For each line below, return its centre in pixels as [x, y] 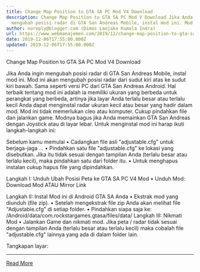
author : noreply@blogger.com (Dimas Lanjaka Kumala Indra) [81, 28]
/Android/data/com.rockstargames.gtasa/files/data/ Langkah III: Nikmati [94, 215]
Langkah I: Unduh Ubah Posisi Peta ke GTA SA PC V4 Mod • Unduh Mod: [96, 179]
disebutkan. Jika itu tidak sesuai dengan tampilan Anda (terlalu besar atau [97, 154]
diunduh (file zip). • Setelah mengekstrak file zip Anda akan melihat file [93, 202]
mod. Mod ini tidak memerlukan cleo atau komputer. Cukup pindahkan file [97, 111]
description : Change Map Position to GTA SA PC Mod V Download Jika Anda [100, 17]
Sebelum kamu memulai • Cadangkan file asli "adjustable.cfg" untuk [90, 142]
